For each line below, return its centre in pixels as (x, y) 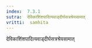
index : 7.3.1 (23, 11)
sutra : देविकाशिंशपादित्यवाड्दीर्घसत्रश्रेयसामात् (46, 17)
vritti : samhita (27, 22)
